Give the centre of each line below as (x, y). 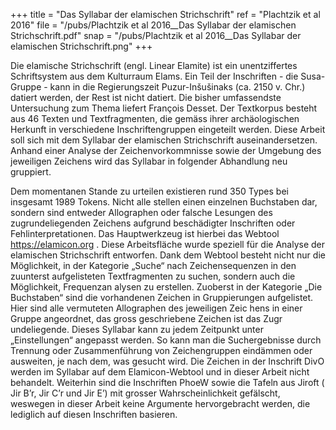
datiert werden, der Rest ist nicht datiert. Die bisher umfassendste (146, 97)
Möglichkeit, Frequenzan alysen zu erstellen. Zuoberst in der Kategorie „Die (166, 287)
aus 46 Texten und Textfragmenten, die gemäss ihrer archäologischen (155, 118)
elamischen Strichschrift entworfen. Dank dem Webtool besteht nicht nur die (168, 255)
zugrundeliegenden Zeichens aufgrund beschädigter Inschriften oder (153, 223)
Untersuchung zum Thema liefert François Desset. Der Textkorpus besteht (164, 108)
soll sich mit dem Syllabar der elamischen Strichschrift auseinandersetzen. (164, 140)
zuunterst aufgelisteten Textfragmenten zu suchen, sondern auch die (153, 276)
